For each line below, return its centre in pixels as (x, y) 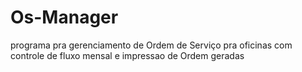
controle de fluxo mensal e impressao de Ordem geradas (127, 55)
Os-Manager (64, 17)
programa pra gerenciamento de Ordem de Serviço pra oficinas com (151, 45)
